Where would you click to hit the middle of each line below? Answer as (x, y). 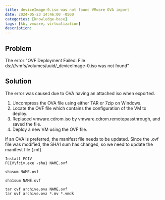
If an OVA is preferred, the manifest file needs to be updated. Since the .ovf (82, 139)
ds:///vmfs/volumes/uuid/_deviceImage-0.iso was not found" (67, 66)
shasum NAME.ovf (22, 172)
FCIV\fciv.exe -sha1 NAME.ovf (36, 163)
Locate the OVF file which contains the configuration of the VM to (79, 108)
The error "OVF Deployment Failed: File (45, 60)
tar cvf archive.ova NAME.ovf (36, 189)
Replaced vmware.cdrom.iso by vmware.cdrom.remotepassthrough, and (86, 119)
